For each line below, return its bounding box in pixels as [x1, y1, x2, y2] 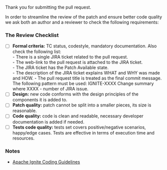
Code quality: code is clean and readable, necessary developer [12, 113, 144, 119]
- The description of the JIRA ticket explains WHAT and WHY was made [12, 70, 161, 76]
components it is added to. [12, 97, 68, 103]
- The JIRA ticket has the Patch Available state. [12, 64, 109, 70]
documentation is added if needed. [12, 118, 85, 124]
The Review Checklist [5, 31, 59, 38]
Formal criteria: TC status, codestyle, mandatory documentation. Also [12, 43, 157, 49]
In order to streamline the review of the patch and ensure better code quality [5, 14, 163, 19]
